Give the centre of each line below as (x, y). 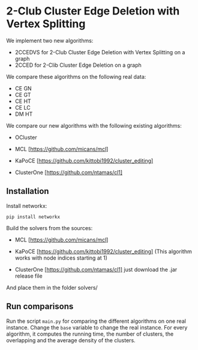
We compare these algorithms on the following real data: (76, 77)
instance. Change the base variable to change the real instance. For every (97, 327)
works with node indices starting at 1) (61, 258)
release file (29, 276)
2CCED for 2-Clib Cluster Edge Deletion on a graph (78, 65)
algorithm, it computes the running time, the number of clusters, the (90, 334)
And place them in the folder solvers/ (52, 287)
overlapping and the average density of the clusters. (71, 340)
